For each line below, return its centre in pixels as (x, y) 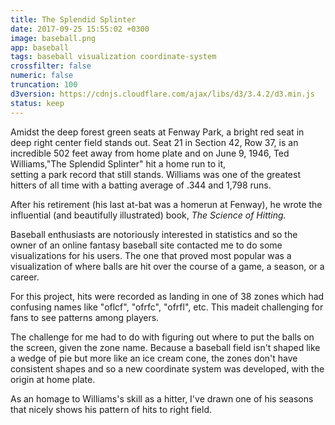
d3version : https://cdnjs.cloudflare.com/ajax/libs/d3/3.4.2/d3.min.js (162, 94)
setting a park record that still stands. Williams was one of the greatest (155, 174)
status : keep (37, 103)
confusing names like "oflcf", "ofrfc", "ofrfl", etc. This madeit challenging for (167, 307)
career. (25, 277)
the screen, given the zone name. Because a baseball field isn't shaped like (165, 347)
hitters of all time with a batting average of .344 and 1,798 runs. (141, 185)
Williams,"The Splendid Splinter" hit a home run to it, (118, 163)
